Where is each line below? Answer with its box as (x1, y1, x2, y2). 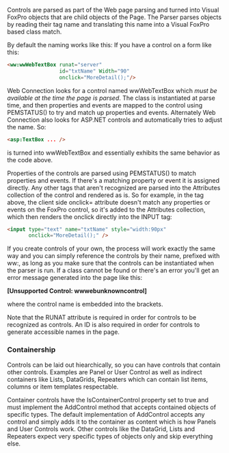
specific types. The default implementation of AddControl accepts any (7, 410, 205, 418)
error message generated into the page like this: (7, 274, 143, 282)
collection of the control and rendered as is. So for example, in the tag (7, 191, 204, 199)
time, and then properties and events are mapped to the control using (7, 101, 203, 109)
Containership (7, 345, 56, 354)
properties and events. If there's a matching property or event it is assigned (7, 176, 220, 184)
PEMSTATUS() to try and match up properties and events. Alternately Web (7, 108, 216, 116)
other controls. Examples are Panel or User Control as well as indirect (7, 367, 203, 376)
